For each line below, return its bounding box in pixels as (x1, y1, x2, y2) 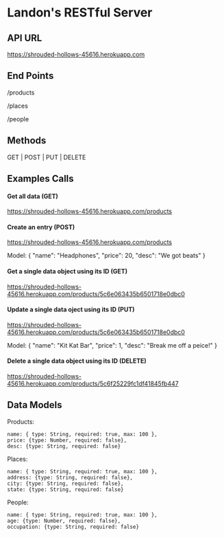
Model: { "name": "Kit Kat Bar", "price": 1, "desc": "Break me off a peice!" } (7, 341, 218, 349)
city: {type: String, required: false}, (7, 480, 125, 487)
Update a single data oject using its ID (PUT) (7, 305, 135, 313)
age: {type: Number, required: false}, (7, 517, 121, 524)
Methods (7, 135, 47, 147)
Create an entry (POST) (7, 223, 75, 231)
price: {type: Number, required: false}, (7, 437, 127, 444)
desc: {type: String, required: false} (7, 442, 121, 450)
